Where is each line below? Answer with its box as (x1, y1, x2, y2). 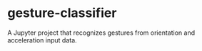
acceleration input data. (7, 35, 77, 44)
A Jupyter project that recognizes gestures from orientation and (7, 28, 195, 37)
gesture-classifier (7, 5, 117, 21)
